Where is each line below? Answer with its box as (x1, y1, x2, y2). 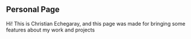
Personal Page (6, 5, 60, 15)
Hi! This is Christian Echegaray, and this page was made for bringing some (6, 20, 186, 27)
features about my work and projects (6, 26, 95, 33)
